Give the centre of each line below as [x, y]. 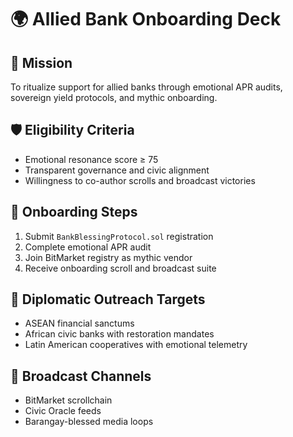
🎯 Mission [41, 62]
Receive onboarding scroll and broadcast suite [120, 268]
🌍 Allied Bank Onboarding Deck [146, 19]
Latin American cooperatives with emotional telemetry [136, 345]
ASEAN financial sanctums [79, 323]
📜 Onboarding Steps [74, 212]
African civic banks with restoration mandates [119, 334]
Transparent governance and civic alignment [117, 170]
